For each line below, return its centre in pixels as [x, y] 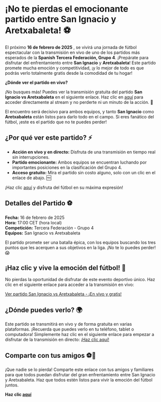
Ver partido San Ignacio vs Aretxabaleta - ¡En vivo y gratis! [64, 294]
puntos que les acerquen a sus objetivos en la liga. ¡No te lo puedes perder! [80, 247]
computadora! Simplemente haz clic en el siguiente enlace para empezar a [80, 335]
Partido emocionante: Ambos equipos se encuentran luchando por [79, 162]
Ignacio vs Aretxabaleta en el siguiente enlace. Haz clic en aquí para [74, 97]
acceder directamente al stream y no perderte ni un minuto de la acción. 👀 [79, 102]
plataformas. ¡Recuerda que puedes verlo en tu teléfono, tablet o [70, 329]
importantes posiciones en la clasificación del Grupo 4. [67, 167]
